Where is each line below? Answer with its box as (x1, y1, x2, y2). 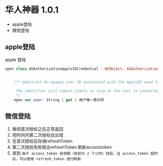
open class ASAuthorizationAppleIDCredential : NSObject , (5, 66, 125, 71)
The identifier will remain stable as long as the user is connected (16, 89, 160, 93)
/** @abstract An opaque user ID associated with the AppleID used (14, 79, 153, 85)
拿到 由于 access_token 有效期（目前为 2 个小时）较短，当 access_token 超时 (12, 150, 158, 156)
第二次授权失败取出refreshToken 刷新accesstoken (12, 144, 112, 150)
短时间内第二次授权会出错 (12, 132, 64, 138)
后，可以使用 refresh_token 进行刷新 (12, 156, 81, 161)
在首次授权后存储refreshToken (12, 138, 73, 144)
